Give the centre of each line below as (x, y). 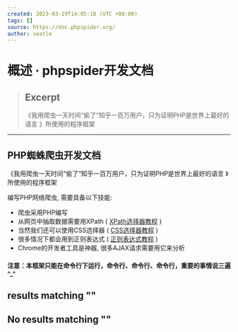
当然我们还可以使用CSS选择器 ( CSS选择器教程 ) (88, 230)
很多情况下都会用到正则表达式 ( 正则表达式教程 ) (87, 239)
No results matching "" (59, 320)
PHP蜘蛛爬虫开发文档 (54, 155)
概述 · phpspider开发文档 (80, 71)
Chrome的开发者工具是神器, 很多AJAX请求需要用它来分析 (101, 248)
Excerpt (42, 97)
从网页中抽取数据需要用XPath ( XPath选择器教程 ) (90, 222)
